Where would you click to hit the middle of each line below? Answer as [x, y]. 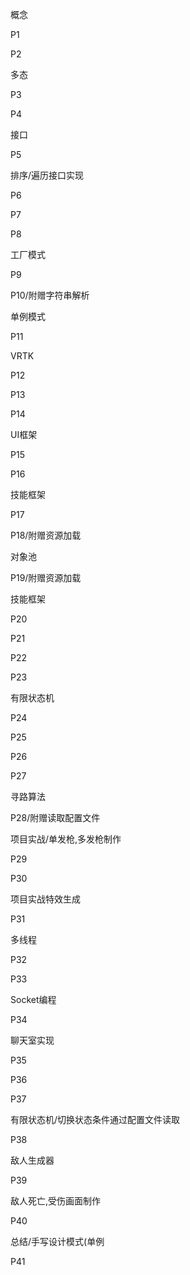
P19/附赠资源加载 [46, 577]
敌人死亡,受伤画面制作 [56, 1201]
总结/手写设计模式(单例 [57, 1241]
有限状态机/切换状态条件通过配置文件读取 [95, 1119]
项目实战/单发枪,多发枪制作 [66, 839]
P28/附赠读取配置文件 [55, 817]
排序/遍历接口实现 [47, 175]
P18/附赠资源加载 [46, 535]
